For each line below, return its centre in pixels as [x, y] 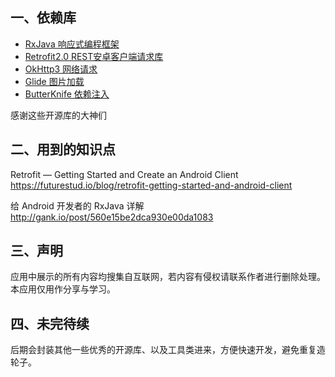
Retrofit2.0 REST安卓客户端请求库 [94, 56]
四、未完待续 [50, 323]
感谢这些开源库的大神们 [58, 115]
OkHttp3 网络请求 [61, 69]
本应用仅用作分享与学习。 [63, 289]
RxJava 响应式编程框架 [72, 44]
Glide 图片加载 [54, 81]
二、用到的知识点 [63, 149]
